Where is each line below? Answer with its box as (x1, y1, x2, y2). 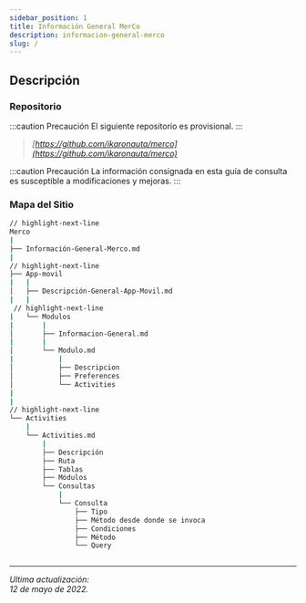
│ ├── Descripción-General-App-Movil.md (9, 286, 173, 296)
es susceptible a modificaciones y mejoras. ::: (9, 175, 181, 186)
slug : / (9, 38, 39, 48)
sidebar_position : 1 (9, 13, 88, 23)
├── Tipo (74, 507, 107, 516)
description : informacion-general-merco (9, 30, 166, 39)
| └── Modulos (9, 312, 71, 321)
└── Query (74, 541, 112, 550)
